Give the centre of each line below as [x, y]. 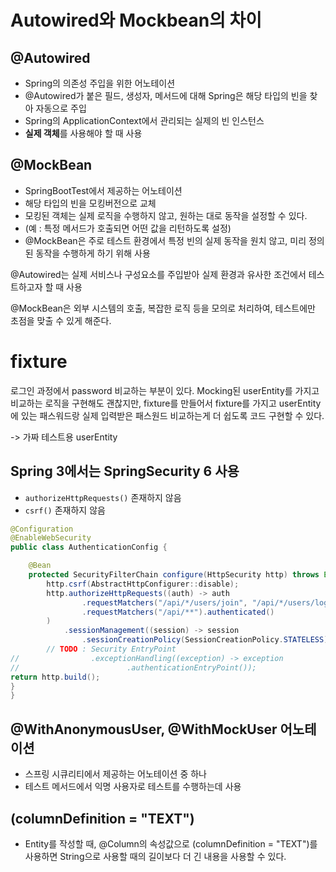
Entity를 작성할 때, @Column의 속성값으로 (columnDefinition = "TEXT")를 [171, 843]
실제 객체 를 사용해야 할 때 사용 [83, 133]
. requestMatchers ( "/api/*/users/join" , [164, 602]
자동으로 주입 [61, 108]
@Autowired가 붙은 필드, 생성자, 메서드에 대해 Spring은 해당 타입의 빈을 [166, 95]
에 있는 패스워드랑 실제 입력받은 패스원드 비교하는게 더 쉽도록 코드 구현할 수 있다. [167, 415]
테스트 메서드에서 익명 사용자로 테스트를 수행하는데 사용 [133, 787]
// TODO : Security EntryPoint [111, 649]
